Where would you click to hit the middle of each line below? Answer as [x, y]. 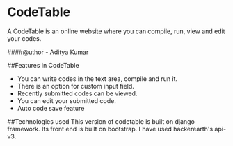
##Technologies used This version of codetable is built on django [101, 121]
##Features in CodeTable [43, 65]
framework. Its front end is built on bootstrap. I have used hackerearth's [110, 129]
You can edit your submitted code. [66, 100]
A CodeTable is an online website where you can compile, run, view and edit [116, 31]
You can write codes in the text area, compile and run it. [97, 79]
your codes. [24, 38]
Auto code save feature [51, 108]
